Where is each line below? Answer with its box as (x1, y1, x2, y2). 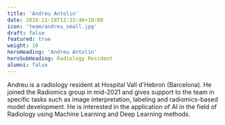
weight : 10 (7, 42, 39, 49)
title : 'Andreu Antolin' (7, 10, 79, 17)
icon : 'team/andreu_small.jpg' (7, 23, 98, 30)
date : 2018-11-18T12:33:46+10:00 (7, 17, 104, 23)
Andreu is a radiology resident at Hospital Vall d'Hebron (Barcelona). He (7, 80, 212, 88)
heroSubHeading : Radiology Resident (7, 55, 113, 62)
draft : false (7, 29, 45, 37)
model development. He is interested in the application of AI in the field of (7, 102, 217, 110)
